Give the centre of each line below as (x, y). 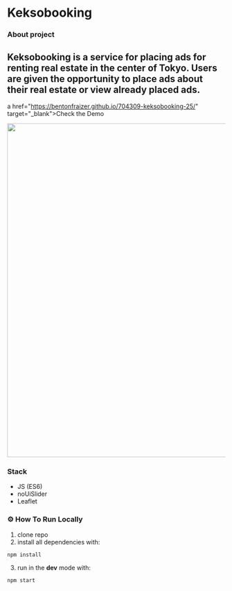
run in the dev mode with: (54, 567)
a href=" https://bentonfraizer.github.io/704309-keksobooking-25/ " (103, 106)
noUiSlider (32, 494)
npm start (21, 580)
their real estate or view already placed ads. (104, 89)
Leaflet (27, 501)
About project (31, 35)
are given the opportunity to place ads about (105, 79)
